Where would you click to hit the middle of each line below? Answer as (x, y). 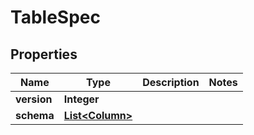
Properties (44, 54)
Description (171, 82)
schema (35, 115)
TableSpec (55, 17)
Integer (81, 99)
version (34, 99)
